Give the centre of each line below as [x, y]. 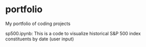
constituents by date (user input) [40, 39]
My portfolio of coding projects [38, 24]
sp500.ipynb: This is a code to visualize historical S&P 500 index [73, 33]
